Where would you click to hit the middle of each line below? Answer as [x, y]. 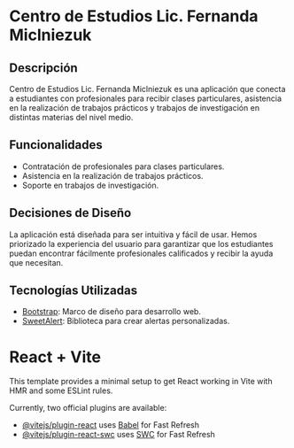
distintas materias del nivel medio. [71, 117]
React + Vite [55, 357]
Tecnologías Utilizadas [73, 291]
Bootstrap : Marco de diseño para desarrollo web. [112, 312]
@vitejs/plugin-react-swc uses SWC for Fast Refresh [118, 435]
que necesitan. [36, 262]
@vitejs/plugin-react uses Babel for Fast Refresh [111, 425]
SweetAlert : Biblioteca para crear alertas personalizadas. [126, 321]
